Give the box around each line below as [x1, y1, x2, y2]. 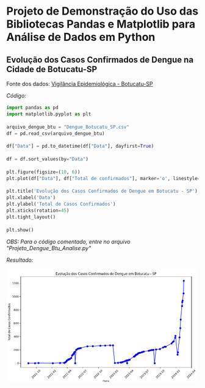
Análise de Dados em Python [6, 31, 156, 44]
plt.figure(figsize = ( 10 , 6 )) [6, 169, 81, 175]
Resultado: [6, 256, 34, 264]
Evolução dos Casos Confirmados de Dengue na [6, 54, 194, 65]
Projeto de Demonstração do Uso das [6, 4, 199, 18]
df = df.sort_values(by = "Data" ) [6, 156, 88, 162]
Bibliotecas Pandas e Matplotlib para [6, 17, 196, 31]
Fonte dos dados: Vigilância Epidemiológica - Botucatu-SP [6, 81, 154, 87]
